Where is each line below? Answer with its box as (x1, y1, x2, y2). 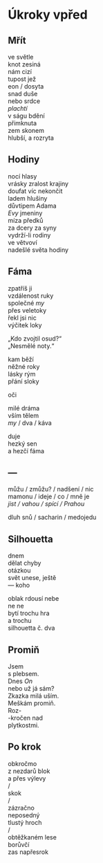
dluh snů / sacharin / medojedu (8, 513, 97, 522)
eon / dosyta (8, 82, 44, 90)
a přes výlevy (8, 774, 46, 782)
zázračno (8, 803, 35, 812)
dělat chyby (8, 559, 41, 567)
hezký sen (8, 439, 37, 448)
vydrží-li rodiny (8, 230, 51, 239)
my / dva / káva (8, 419, 53, 427)
